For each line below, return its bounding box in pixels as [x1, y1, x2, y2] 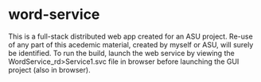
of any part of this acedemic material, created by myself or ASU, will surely [8, 39, 254, 49]
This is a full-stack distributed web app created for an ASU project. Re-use [8, 32, 253, 41]
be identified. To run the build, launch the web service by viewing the [8, 48, 235, 58]
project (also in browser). [8, 65, 91, 74]
